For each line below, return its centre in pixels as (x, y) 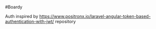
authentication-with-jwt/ (30, 22)
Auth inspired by (22, 16)
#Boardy (14, 7)
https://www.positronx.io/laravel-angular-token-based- (95, 16)
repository (65, 22)
